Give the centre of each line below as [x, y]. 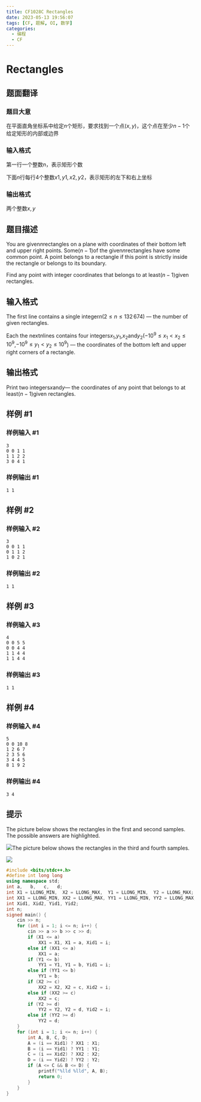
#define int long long [34, 876]
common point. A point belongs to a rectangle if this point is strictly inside [97, 257]
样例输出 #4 [23, 781]
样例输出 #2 [23, 574]
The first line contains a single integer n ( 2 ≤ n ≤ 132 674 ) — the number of [97, 316]
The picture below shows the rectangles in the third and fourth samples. [101, 848]
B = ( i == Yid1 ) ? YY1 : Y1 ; [64, 1049]
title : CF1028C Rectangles [40, 12]
